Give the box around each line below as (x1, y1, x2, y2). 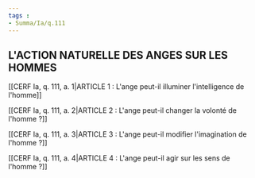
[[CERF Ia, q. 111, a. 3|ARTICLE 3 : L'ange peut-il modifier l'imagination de (8, 130, 248, 139)
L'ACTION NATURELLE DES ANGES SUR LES (8, 48, 228, 62)
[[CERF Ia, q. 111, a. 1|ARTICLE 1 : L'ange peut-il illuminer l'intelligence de (8, 82, 245, 91)
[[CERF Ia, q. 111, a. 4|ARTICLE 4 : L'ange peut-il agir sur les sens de (8, 153, 230, 163)
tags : (8, 11, 30, 20)
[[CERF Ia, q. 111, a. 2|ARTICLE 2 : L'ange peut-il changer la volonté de (8, 106, 237, 115)
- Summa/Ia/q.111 (8, 19, 66, 27)
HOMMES (8, 60, 57, 74)
